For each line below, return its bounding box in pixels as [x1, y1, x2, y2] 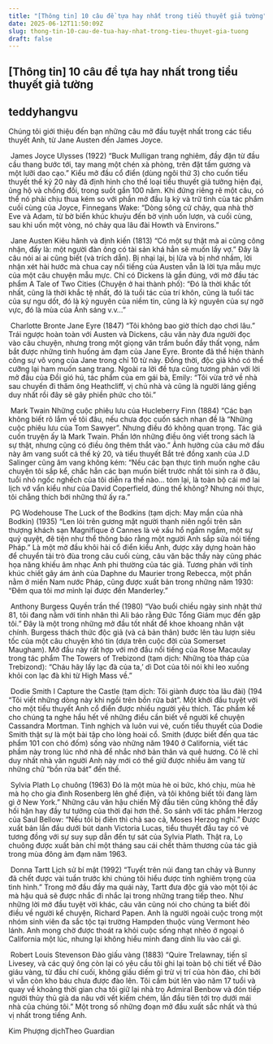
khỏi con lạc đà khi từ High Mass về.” [8, 671, 132, 680]
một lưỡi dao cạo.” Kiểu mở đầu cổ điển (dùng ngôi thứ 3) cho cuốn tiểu [8, 168, 248, 178]
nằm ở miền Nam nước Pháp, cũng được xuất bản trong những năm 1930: [8, 577, 253, 587]
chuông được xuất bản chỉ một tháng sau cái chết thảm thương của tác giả [8, 841, 258, 850]
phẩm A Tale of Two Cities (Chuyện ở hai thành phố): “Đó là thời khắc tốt [8, 279, 251, 289]
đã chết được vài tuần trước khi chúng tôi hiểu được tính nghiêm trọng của [8, 874, 256, 884]
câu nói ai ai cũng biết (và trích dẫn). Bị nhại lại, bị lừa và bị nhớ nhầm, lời [8, 253, 253, 263]
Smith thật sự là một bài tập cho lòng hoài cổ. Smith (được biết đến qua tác [8, 730, 258, 740]
